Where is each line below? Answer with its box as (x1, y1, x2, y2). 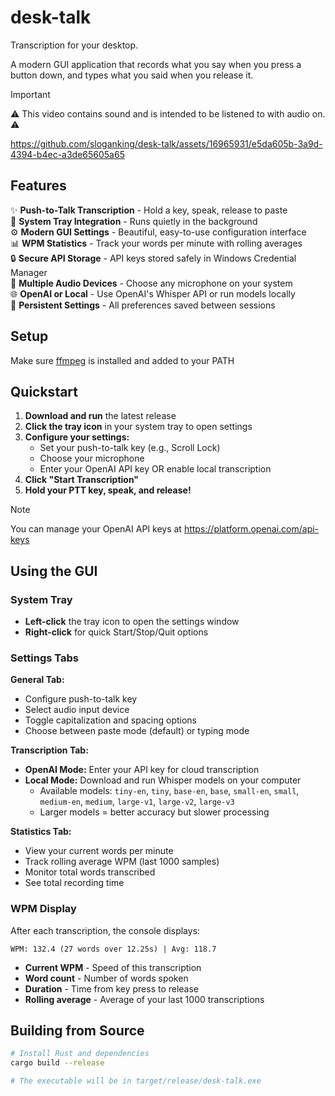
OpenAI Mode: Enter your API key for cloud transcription (24, 764, 260, 776)
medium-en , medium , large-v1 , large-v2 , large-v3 (39, 796, 235, 808)
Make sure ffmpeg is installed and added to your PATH (10, 354, 235, 366)
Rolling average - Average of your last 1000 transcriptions (24, 993, 265, 1005)
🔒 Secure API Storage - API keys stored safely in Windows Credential (10, 252, 297, 264)
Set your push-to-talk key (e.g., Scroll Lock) (39, 442, 221, 454)
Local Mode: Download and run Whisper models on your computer (24, 774, 302, 786)
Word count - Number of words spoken (24, 972, 189, 984)
